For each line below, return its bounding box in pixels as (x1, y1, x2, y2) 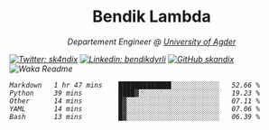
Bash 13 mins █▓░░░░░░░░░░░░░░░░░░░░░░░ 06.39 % (9, 112, 260, 121)
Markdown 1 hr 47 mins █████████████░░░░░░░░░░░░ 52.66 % (9, 80, 260, 89)
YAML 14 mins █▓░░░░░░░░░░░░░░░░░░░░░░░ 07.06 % (9, 104, 260, 114)
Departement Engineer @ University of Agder (67, 36, 237, 47)
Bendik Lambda (92, 6, 211, 27)
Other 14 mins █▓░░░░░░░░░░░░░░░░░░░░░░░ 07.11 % (9, 97, 260, 106)
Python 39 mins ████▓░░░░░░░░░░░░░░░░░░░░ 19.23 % (9, 88, 260, 97)
